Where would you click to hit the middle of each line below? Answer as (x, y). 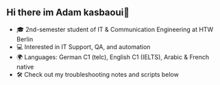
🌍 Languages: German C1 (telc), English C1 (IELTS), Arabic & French (113, 57)
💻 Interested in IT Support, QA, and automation (83, 47)
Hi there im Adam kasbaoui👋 (68, 13)
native (25, 67)
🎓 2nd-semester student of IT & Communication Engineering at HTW (115, 29)
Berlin (25, 39)
